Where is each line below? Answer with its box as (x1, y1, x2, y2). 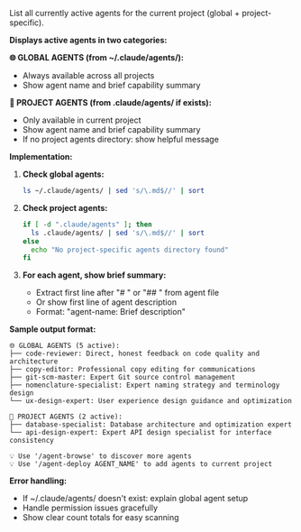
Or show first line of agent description (35, 297, 178, 307)
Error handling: (9, 475, 68, 486)
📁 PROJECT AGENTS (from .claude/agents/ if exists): (9, 97, 212, 107)
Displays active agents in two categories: (9, 35, 168, 45)
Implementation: (9, 151, 73, 161)
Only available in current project (22, 115, 141, 125)
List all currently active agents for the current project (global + (9, 8, 241, 18)
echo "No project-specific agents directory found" (31, 245, 229, 254)
